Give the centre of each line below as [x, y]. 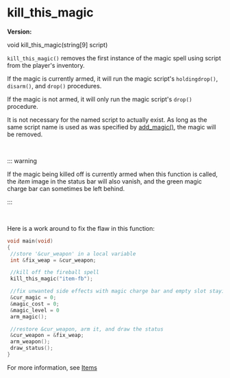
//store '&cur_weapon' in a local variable [73, 254]
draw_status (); [31, 348]
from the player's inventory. [46, 65]
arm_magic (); [29, 316]
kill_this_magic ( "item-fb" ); [52, 279]
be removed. [25, 134]
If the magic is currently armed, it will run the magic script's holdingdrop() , [113, 78]
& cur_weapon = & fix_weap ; [47, 336]
